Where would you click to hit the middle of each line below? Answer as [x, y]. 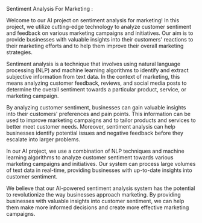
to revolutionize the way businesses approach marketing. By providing [93, 194]
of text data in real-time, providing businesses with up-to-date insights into [99, 170]
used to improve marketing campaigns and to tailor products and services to [101, 120]
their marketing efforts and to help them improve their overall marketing [95, 46]
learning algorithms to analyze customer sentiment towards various [90, 157]
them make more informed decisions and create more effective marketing [98, 207]
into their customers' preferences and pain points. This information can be [99, 114]
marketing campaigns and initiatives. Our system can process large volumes [101, 164]
